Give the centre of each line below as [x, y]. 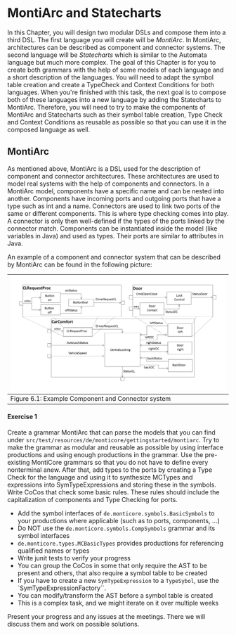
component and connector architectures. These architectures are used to [113, 176]
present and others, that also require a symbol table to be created [112, 573]
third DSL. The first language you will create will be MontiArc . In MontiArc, [114, 39]
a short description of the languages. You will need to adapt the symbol [111, 77]
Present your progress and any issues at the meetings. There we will [106, 616]
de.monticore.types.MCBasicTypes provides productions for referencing [120, 543]
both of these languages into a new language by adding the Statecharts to [114, 99]
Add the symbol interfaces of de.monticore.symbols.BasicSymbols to [116, 513]
